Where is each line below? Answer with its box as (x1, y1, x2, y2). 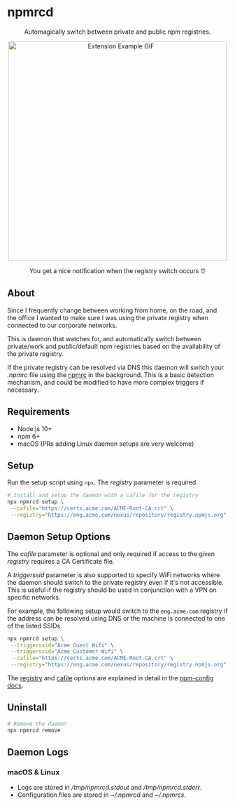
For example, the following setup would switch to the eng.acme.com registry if (7, 607, 228, 615)
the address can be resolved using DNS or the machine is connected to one (7, 614, 226, 622)
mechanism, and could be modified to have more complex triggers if (7, 378, 204, 386)
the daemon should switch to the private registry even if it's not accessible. (7, 578, 224, 586)
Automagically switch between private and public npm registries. (24, 27, 211, 36)
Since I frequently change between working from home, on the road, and (7, 306, 218, 315)
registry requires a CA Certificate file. (7, 557, 115, 565)
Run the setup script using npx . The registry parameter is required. (7, 478, 198, 487)
